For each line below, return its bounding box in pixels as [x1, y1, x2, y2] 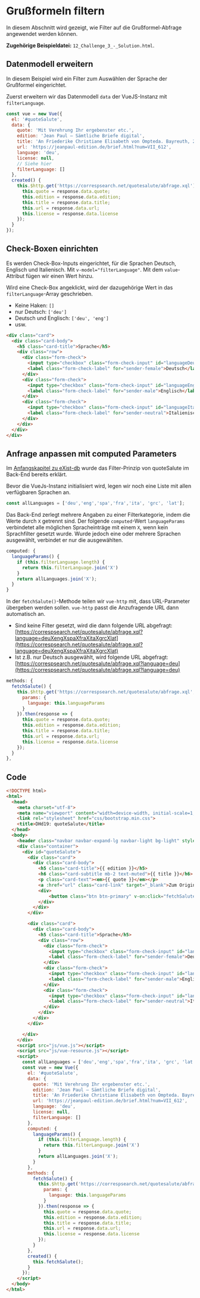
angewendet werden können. [6, 30, 78, 37]
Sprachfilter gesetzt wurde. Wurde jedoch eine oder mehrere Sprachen [6, 530, 181, 538]
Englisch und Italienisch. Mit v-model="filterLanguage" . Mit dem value [6, 266, 179, 273]
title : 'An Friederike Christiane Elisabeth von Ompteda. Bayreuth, [17, 138, 190, 144]
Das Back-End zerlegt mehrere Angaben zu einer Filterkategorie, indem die [6, 511, 190, 519]
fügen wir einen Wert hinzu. [26, 272, 94, 279]
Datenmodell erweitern [6, 59, 93, 69]
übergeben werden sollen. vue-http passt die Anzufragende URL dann [6, 604, 179, 611]
